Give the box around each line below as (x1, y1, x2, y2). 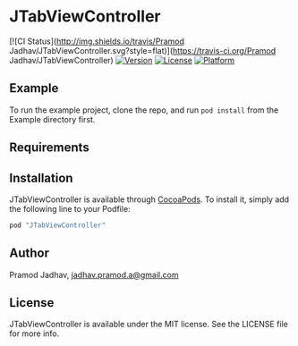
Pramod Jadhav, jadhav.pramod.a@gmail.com (9, 269, 179, 280)
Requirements (9, 140, 89, 156)
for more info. (9, 328, 60, 339)
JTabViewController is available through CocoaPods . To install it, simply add (9, 194, 289, 205)
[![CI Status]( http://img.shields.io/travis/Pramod (9, 36, 185, 46)
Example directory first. (9, 114, 96, 124)
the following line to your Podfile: (9, 203, 132, 214)
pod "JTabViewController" (9, 221, 106, 230)
